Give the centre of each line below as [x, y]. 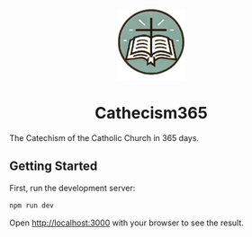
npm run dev [31, 206]
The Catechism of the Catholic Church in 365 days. [104, 137]
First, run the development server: [72, 188]
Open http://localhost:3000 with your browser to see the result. [127, 223]
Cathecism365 [151, 114]
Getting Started [54, 167]
